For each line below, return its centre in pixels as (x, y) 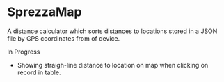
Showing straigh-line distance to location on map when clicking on (113, 65)
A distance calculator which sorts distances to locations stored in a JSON (112, 31)
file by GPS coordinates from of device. (64, 38)
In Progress (24, 52)
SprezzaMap (45, 12)
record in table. (39, 72)
